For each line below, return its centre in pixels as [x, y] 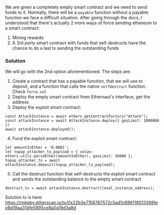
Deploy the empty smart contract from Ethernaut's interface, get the [81, 97]
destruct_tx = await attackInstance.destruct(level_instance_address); [80, 188]
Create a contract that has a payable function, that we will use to [78, 81]
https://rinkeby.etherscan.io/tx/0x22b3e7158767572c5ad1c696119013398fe [82, 203]
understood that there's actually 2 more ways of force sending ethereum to [81, 23]
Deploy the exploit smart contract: [47, 107]
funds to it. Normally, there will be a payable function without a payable [77, 12]
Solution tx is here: [24, 197]
